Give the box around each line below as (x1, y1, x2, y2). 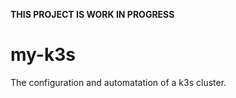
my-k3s (10, 44, 76, 66)
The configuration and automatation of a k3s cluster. (10, 76, 227, 88)
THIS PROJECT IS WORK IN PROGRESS (10, 9, 175, 20)
